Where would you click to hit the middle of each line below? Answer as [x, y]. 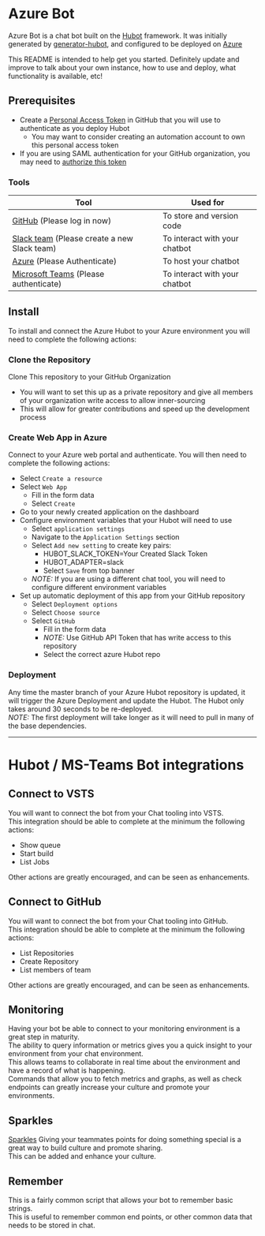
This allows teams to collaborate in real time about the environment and [124, 1062]
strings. [21, 1208]
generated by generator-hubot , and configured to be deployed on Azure [125, 43]
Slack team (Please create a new [73, 239]
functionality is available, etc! [56, 76]
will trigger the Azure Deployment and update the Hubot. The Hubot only [126, 700]
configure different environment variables [99, 588]
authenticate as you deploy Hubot [75, 128]
